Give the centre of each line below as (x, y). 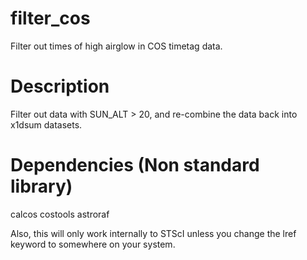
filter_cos (50, 18)
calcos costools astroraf (60, 214)
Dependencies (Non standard (135, 165)
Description (60, 86)
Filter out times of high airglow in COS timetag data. (116, 46)
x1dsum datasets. (46, 124)
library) (41, 186)
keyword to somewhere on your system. (93, 244)
